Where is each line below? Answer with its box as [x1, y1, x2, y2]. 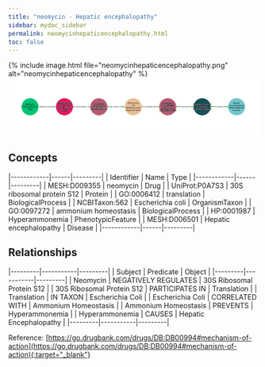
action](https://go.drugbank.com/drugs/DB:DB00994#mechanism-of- [8, 341, 237, 350]
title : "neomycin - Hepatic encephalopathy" [8, 13, 158, 21]
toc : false [8, 38, 44, 46]
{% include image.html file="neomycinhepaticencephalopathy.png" [8, 60, 229, 71]
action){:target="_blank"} [8, 350, 91, 359]
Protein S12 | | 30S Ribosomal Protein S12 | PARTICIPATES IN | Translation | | [8, 284, 258, 293]
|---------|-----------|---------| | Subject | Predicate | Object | [8, 266, 211, 277]
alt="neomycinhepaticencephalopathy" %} [8, 69, 148, 78]
